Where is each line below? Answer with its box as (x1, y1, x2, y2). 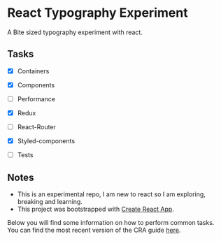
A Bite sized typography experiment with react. (7, 28, 143, 36)
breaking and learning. (17, 198, 83, 205)
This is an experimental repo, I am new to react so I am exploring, (17, 190, 206, 198)
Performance (17, 94, 56, 103)
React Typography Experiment (7, 5, 188, 21)
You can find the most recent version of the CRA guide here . (7, 226, 181, 234)
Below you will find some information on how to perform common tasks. (7, 219, 215, 226)
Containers (17, 66, 50, 75)
